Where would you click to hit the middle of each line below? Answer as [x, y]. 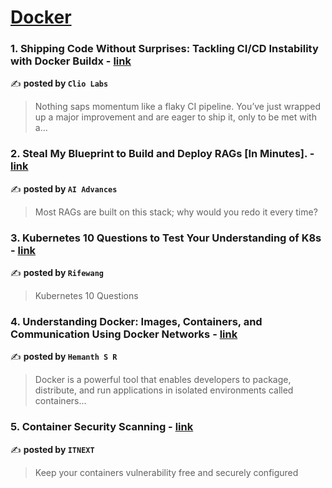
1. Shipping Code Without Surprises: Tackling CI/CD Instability [164, 49]
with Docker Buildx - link [71, 61]
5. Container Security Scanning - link [102, 427]
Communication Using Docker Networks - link [124, 334]
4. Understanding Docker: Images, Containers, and [136, 321]
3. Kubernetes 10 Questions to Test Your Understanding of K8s [166, 238]
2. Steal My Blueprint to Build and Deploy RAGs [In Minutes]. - [162, 154]
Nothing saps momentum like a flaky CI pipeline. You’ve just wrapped [178, 107]
